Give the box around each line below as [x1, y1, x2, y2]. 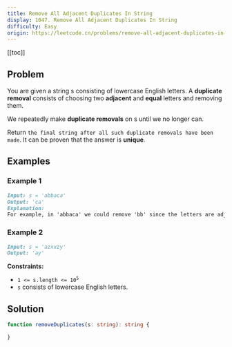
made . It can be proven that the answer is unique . [7, 135, 146, 144]
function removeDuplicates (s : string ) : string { [7, 321, 150, 328]
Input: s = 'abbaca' [7, 191, 67, 199]
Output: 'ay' [7, 250, 45, 256]
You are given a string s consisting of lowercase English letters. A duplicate [7, 87, 222, 95]
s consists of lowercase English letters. [17, 283, 128, 291]
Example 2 [7, 227, 43, 237]
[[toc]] [7, 48, 26, 57]
